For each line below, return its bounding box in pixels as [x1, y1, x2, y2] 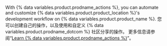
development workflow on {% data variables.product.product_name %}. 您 [5, 16, 162, 22]
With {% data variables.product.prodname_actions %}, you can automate [5, 5, 159, 10]
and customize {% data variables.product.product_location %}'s [5, 10, 140, 16]
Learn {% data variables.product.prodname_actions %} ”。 [12, 35, 134, 41]
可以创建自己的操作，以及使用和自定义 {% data [5, 22, 104, 28]
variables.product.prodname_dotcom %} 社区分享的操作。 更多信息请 [5, 29, 151, 35]
